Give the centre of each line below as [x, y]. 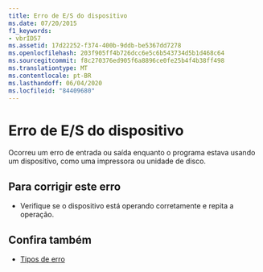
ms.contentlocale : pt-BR [50, 76]
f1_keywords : [30, 31]
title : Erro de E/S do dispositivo [68, 16]
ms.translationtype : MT [48, 68]
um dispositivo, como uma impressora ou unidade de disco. [107, 161]
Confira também [50, 239]
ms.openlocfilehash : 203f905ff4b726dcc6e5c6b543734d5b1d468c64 [117, 53]
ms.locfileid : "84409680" [51, 91]
